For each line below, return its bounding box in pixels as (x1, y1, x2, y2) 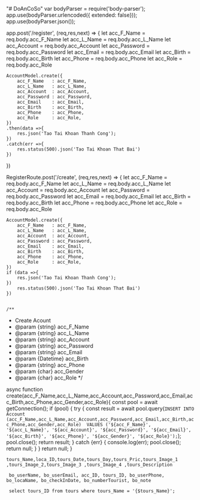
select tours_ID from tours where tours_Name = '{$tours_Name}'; (8, 488, 175, 494)
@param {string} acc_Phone (14, 362, 85, 368)
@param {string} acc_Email (14, 349, 83, 356)
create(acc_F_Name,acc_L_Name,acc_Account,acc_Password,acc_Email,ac (6, 392, 193, 399)
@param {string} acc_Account (14, 336, 90, 343)
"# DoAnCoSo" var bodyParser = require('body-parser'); (6, 5, 146, 12)
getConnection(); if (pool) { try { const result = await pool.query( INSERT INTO (6, 405, 195, 412)
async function (6, 386, 43, 393)
